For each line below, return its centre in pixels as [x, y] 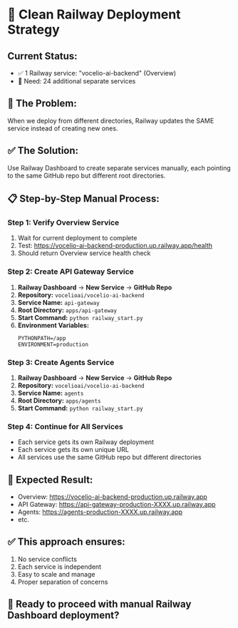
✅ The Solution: [43, 151]
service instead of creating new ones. [63, 128]
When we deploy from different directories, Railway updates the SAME [111, 120]
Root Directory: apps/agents [59, 400]
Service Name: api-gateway [58, 302]
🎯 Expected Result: [50, 479]
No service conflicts [47, 559]
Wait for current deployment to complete [77, 238]
